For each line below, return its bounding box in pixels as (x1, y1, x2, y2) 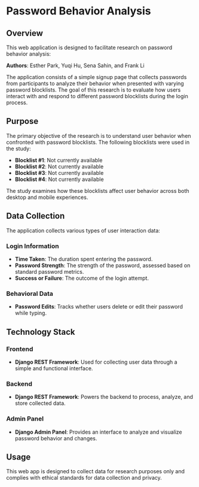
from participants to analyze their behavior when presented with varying (6, 80, 184, 87)
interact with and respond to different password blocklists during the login (6, 93, 188, 99)
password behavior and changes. (14, 434, 97, 441)
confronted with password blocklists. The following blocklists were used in (6, 138, 190, 146)
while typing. (14, 310, 47, 317)
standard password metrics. (14, 268, 84, 275)
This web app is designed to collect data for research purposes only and (6, 468, 185, 475)
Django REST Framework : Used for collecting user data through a (14, 358, 177, 365)
